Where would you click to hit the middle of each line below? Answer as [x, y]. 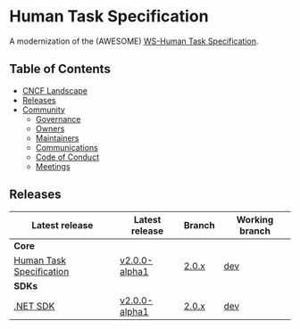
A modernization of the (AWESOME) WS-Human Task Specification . [134, 41]
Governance [58, 119]
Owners [50, 128]
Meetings [53, 166]
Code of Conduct [67, 157]
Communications [67, 147]
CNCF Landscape [54, 90]
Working [255, 219]
